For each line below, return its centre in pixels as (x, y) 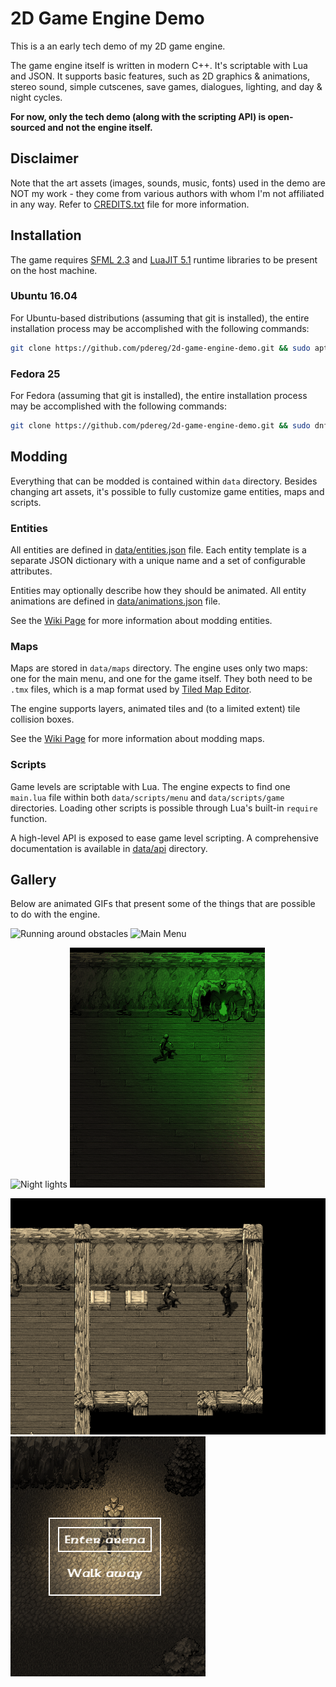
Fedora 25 (35, 374)
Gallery (33, 880)
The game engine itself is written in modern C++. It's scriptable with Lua (159, 65)
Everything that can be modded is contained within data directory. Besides (164, 481)
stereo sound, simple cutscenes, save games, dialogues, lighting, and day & (166, 86)
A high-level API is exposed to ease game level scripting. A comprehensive (164, 838)
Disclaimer (44, 158)
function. (29, 818)
